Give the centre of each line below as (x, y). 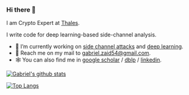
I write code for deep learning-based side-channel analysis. (81, 35)
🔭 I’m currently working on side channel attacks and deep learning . (99, 47)
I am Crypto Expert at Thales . (43, 23)
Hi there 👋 (21, 10)
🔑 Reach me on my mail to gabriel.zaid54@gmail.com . (83, 53)
